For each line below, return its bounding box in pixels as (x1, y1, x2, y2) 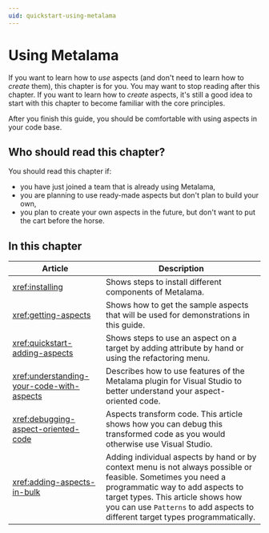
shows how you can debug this (105, 419, 223, 430)
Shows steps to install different (105, 277, 222, 288)
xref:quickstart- (12, 338, 73, 349)
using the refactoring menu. (105, 353, 211, 364)
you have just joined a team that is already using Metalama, (19, 182, 216, 192)
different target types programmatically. (105, 511, 256, 523)
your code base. (8, 122, 62, 132)
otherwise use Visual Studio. (105, 439, 213, 450)
